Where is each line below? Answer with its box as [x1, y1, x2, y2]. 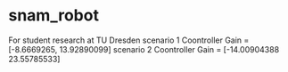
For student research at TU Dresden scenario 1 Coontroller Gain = [8, 35, 250, 45]
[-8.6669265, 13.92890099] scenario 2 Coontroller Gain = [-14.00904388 [8, 44, 280, 54]
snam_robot [8, 5, 100, 26]
